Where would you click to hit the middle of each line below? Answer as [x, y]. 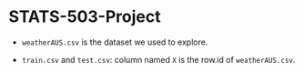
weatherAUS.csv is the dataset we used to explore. [115, 42]
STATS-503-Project [85, 17]
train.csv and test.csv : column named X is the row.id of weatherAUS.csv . [158, 59]
